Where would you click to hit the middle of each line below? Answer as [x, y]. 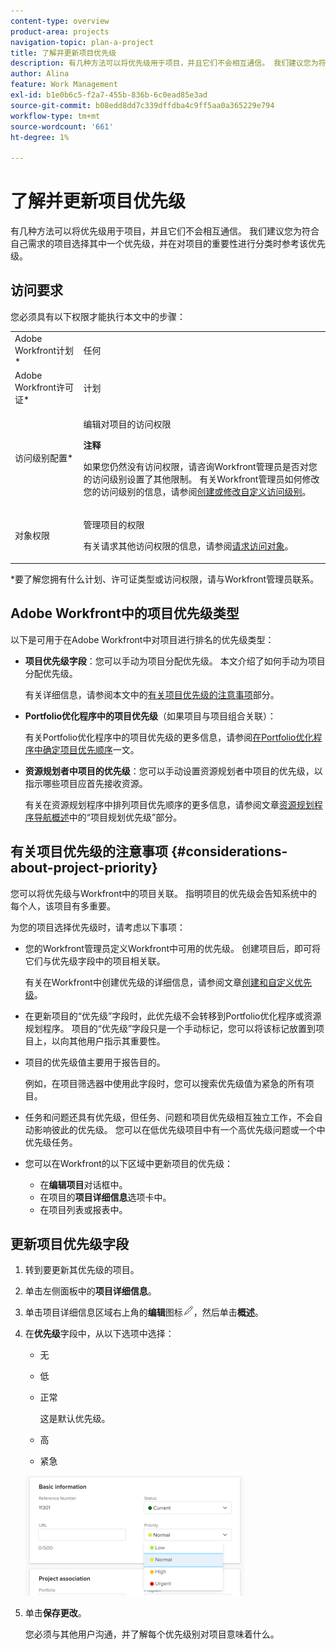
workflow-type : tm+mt [55, 116]
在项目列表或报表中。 [83, 1209]
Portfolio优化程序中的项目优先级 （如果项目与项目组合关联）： [150, 716]
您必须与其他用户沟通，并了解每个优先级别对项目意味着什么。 [152, 1634]
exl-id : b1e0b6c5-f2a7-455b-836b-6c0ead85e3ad [109, 95]
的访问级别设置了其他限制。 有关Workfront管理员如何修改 [201, 479]
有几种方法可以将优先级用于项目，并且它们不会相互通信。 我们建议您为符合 [165, 231]
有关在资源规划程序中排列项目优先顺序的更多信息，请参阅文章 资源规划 [169, 804]
